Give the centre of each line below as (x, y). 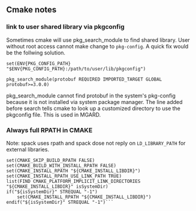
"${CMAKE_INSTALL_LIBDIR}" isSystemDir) (58, 186)
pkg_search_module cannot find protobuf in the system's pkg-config (91, 96)
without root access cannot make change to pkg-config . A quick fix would (97, 46)
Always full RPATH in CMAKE (49, 130)
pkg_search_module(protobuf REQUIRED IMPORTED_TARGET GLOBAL (84, 79)
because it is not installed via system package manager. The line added (94, 102)
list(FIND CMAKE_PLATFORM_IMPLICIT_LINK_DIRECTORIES (73, 181)
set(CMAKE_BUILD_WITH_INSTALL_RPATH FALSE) (61, 166)
